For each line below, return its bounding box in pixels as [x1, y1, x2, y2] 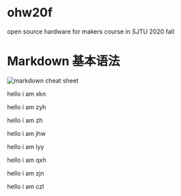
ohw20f [7, 5, 53, 20]
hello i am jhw [7, 129, 46, 137]
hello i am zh [7, 116, 43, 124]
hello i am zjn [7, 169, 44, 177]
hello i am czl [7, 182, 44, 191]
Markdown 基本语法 [7, 53, 121, 69]
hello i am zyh [7, 102, 46, 111]
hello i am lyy [7, 142, 44, 151]
